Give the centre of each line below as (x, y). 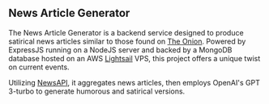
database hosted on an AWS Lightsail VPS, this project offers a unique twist (134, 58)
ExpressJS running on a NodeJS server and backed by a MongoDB (120, 50)
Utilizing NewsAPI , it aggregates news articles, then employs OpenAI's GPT (134, 82)
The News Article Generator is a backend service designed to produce (126, 32)
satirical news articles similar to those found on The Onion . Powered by (127, 41)
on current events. (39, 67)
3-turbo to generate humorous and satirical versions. (97, 91)
